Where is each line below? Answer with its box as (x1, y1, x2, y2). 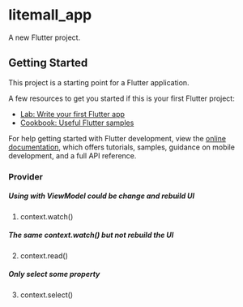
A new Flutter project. (8, 32, 81, 42)
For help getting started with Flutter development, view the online (8, 133, 227, 143)
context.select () (19, 290, 74, 300)
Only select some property (8, 270, 100, 279)
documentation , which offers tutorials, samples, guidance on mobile (8, 142, 235, 152)
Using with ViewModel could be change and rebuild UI (8, 191, 195, 201)
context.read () (19, 250, 69, 261)
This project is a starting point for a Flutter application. (8, 77, 190, 87)
